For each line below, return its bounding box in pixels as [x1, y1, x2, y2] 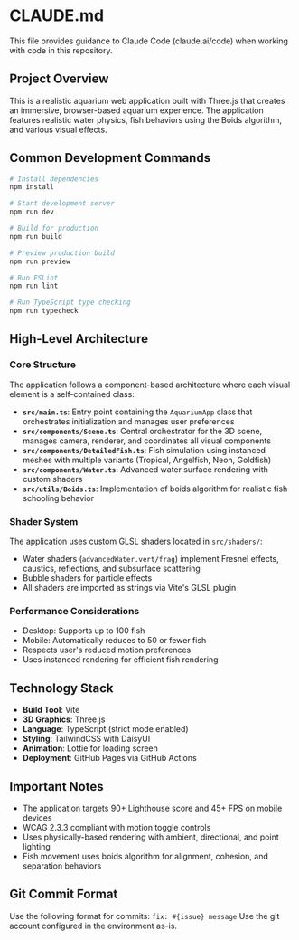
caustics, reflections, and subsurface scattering [22, 563, 201, 574]
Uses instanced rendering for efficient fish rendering [22, 654, 219, 665]
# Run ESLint [9, 273, 59, 282]
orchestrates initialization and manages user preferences [22, 415, 235, 426]
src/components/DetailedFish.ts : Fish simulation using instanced [22, 444, 266, 455]
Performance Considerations [9, 604, 140, 617]
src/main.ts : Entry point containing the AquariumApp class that [22, 406, 253, 417]
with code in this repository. [9, 44, 113, 55]
